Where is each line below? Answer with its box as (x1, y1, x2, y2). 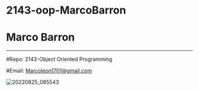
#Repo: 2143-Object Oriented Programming (6, 56, 113, 63)
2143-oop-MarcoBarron (6, 4, 126, 17)
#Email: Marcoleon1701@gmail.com (6, 67, 92, 74)
